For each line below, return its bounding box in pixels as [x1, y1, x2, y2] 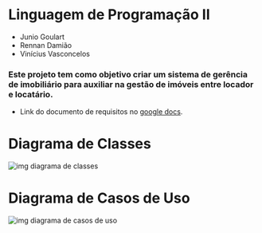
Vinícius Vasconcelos [19, 49, 90, 58]
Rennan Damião [19, 40, 72, 49]
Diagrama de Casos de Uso [8, 189, 190, 207]
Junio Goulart [19, 32, 65, 41]
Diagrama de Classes [8, 135, 151, 153]
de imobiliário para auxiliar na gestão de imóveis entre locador [8, 78, 254, 89]
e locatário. [8, 89, 53, 100]
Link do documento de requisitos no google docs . [19, 107, 183, 116]
